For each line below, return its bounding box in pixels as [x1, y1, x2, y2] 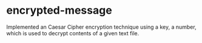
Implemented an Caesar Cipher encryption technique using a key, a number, [6, 23, 197, 30]
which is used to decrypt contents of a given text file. [6, 29, 140, 36]
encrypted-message [6, 4, 112, 17]
